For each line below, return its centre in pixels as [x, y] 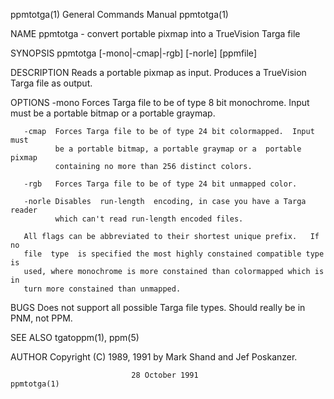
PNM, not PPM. [41, 318]
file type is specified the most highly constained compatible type [174, 254]
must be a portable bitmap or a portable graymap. [113, 113]
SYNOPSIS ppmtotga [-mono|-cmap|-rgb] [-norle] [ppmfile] [133, 53]
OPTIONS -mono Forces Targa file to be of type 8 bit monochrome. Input [160, 102]
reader [24, 210]
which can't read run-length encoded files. [149, 219]
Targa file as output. [51, 83]
